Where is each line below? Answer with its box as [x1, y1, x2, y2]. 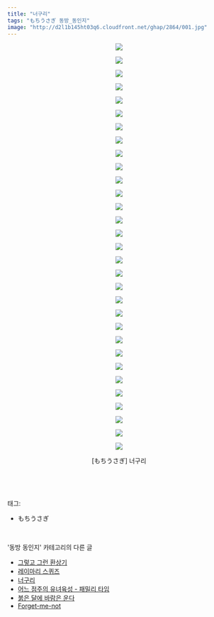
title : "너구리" [7, 10, 51, 18]
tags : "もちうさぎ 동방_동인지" [7, 17, 90, 24]
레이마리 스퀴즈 [17, 567, 60, 576]
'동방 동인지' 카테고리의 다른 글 [7, 543, 93, 552]
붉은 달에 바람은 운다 [17, 594, 75, 602]
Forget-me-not [17, 601, 62, 611]
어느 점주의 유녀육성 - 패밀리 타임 [17, 585, 110, 594]
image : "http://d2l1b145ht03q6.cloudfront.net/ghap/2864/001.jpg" [7, 23, 208, 31]
